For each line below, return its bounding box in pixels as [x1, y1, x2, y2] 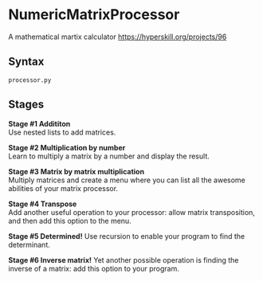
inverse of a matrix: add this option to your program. [8, 263, 179, 273]
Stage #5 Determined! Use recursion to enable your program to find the [8, 231, 245, 240]
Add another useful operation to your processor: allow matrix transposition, [8, 207, 255, 217]
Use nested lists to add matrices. [8, 127, 116, 137]
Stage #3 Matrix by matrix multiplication [8, 166, 145, 176]
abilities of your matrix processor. [8, 183, 118, 193]
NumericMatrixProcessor [8, 6, 180, 24]
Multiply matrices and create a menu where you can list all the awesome [8, 175, 245, 185]
